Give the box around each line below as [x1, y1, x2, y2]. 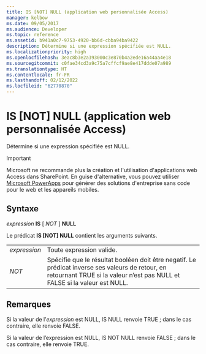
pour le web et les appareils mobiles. [6, 186, 99, 193]
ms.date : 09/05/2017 [6, 20, 59, 26]
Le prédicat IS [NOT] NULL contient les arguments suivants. [6, 232, 158, 239]
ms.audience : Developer [6, 26, 67, 32]
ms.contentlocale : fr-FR [6, 72, 70, 78]
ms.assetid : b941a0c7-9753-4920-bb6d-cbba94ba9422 [6, 37, 139, 43]
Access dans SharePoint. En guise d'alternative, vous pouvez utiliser [6, 173, 180, 180]
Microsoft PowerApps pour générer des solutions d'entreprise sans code [6, 179, 190, 187]
